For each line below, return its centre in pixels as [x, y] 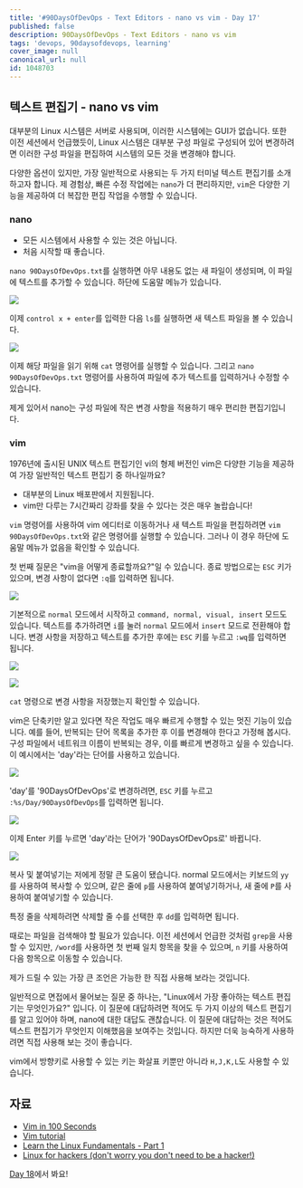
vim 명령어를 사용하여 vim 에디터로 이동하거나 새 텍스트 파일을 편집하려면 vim [145, 525]
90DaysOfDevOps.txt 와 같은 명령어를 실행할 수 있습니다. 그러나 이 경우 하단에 [145, 536]
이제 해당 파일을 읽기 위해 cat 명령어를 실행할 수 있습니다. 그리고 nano [132, 365]
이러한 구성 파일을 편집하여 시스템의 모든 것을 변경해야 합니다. [128, 153]
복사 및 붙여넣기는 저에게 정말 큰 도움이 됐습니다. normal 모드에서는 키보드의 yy [149, 875]
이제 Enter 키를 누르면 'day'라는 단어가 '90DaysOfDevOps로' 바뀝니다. [135, 838]
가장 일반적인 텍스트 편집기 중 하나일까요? [92, 475]
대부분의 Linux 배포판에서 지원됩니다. [88, 494]
